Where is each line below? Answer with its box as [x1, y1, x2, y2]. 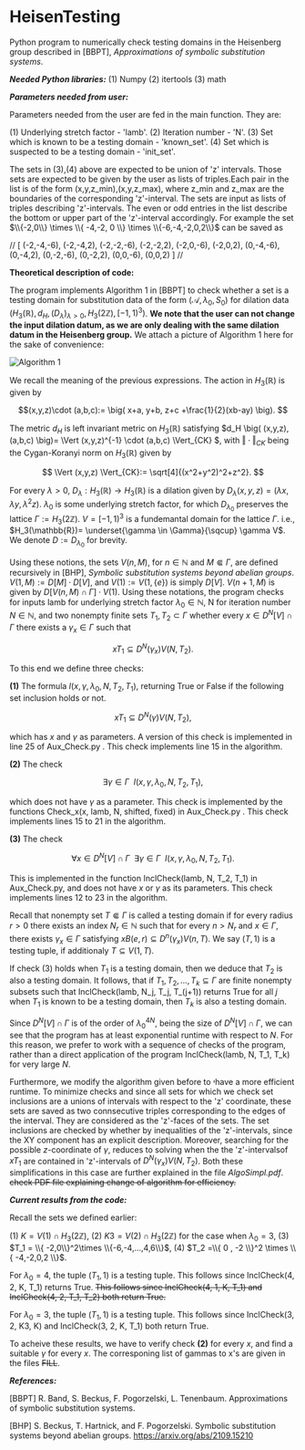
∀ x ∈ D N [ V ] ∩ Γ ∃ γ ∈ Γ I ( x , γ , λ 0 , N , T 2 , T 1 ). [71, 851, 235, 866]
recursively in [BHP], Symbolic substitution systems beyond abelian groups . [9, 567, 294, 578]
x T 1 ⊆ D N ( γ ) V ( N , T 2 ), [114, 710, 192, 725]
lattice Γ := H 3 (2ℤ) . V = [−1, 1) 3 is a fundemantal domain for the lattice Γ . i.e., [9, 511, 296, 527]
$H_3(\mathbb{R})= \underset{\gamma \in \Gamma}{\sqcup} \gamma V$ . [9, 525, 286, 536]
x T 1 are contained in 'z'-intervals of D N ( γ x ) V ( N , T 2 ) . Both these [9, 1153, 244, 1169]
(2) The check [9, 759, 63, 770]
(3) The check [9, 833, 64, 845]
